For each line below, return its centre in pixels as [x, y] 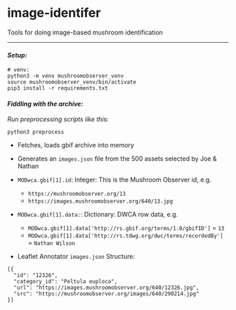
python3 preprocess [36, 132]
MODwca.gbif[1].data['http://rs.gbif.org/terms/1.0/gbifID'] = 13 [126, 228]
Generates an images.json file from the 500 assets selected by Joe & [117, 159]
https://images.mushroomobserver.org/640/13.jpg [100, 201]
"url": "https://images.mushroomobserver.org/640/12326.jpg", [106, 288]
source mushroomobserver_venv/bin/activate [72, 82]
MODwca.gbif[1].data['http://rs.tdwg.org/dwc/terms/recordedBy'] [125, 236]
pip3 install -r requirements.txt [58, 88]
